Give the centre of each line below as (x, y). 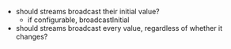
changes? (32, 36)
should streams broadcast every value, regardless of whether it (119, 28)
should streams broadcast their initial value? (87, 11)
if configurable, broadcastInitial (78, 20)
